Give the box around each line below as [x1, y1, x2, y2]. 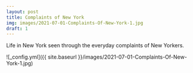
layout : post [6, 8, 39, 15]
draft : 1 [6, 25, 28, 32]
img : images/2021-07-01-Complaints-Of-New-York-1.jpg [6, 20, 144, 26]
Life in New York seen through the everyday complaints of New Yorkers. [6, 42, 185, 49]
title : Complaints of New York [6, 14, 85, 20]
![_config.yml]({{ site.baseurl [6, 53, 77, 60]
